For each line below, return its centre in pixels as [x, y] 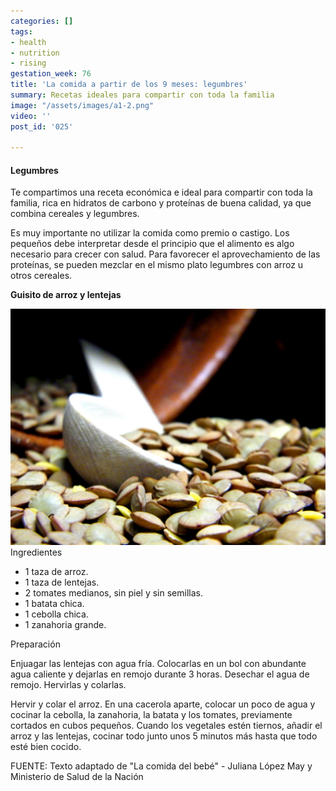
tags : [21, 31]
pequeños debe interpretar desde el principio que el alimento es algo [152, 244]
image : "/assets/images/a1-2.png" [82, 105]
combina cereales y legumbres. [75, 214]
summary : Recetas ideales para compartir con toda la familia [142, 95]
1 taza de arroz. [56, 572]
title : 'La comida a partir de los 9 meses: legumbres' [129, 85]
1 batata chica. [54, 604]
